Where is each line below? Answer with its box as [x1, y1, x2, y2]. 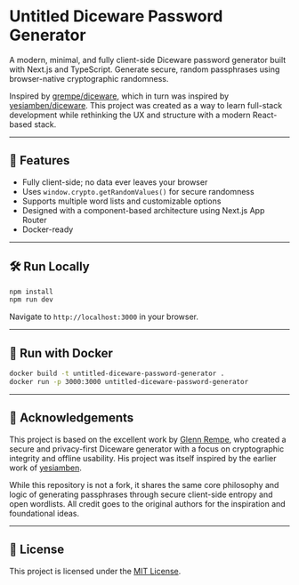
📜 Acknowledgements [9, 411, 134, 426]
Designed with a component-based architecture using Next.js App [21, 204, 265, 215]
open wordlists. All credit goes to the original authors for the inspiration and [9, 498, 287, 509]
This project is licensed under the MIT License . [9, 565, 182, 576]
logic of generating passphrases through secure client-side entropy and [9, 489, 273, 500]
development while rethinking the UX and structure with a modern [9, 109, 251, 120]
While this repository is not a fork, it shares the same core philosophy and [9, 479, 279, 490]
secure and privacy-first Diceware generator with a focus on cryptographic [9, 443, 285, 454]
